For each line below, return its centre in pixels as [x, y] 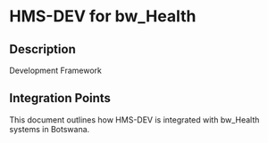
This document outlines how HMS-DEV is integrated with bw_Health [134, 119]
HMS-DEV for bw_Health [103, 16]
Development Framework [56, 70]
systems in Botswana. [50, 129]
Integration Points [60, 98]
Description [42, 49]
